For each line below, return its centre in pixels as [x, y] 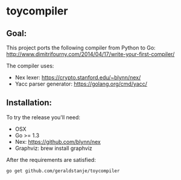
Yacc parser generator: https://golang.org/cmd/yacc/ [81, 84]
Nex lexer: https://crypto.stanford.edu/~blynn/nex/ [78, 77]
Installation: [29, 103]
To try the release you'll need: [43, 117]
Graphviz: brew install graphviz [53, 148]
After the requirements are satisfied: [51, 160]
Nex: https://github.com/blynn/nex [58, 141]
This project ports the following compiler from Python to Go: [81, 48]
